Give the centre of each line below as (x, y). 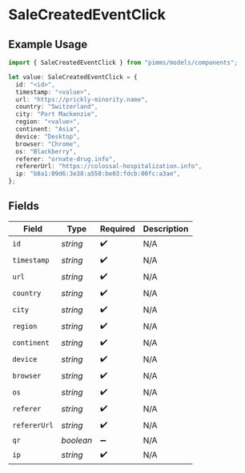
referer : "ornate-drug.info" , (66, 159)
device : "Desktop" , (48, 136)
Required (118, 228)
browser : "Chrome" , (48, 144)
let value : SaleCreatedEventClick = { (73, 77)
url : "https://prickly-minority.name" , (82, 99)
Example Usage (48, 44)
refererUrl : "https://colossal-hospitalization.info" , (109, 166)
